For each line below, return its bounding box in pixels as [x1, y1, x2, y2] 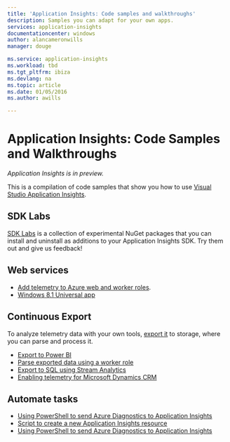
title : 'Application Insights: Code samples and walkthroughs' [7, 10, 196, 18]
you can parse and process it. [7, 337, 93, 345]
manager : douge [7, 43, 52, 50]
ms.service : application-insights [7, 55, 109, 63]
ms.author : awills [7, 95, 61, 102]
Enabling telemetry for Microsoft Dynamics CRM [17, 373, 157, 381]
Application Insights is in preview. [7, 169, 104, 178]
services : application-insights [7, 23, 102, 30]
